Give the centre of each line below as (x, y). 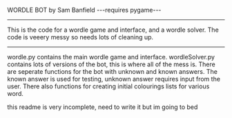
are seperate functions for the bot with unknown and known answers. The (112, 71)
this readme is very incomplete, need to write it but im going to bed (103, 107)
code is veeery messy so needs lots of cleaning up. (80, 37)
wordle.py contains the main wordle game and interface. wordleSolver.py (111, 57)
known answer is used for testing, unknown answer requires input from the (114, 79)
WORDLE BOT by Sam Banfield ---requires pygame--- (84, 10)
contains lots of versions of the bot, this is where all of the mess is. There (111, 64)
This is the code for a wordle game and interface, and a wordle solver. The (113, 30)
